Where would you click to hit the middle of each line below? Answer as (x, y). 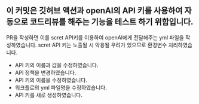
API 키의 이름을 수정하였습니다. (51, 80)
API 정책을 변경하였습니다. (45, 72)
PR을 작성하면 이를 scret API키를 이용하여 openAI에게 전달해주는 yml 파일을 (95, 37)
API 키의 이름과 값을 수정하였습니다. (56, 65)
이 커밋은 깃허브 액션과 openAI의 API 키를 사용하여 (94, 11)
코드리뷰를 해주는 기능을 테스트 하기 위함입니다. (111, 22)
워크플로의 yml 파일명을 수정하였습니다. (61, 87)
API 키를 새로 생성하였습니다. (48, 95)
